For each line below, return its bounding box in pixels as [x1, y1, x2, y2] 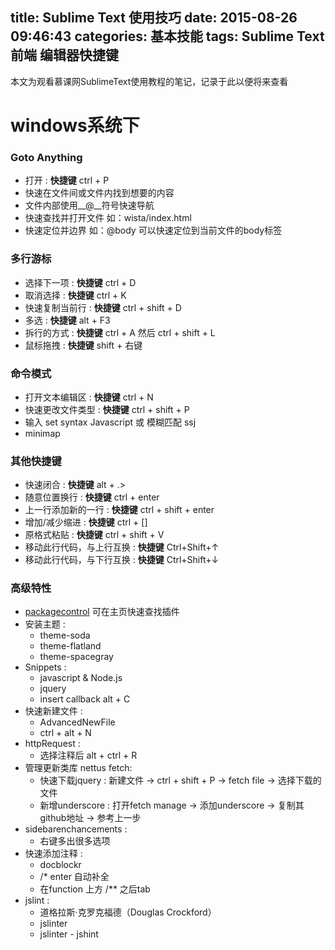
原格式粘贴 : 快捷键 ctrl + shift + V [24, 529, 165, 541]
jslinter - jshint [39, 928, 99, 940]
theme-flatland [39, 640, 102, 652]
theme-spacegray [39, 651, 114, 663]
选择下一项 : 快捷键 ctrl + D [24, 276, 137, 288]
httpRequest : [24, 738, 81, 750]
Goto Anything [10, 150, 83, 164]
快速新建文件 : [24, 705, 83, 717]
